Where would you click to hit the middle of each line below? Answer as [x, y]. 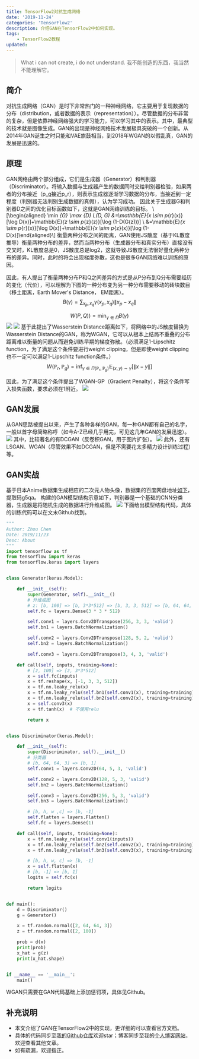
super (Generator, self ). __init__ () [71, 595]
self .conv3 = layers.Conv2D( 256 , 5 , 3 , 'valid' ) [89, 796]
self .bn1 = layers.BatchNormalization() [78, 627]
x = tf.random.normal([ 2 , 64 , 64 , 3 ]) [65, 926]
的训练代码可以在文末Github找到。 [48, 513]
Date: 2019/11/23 [28, 535]
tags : [13, 34]
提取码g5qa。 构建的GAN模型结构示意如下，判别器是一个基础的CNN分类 [94, 498]
